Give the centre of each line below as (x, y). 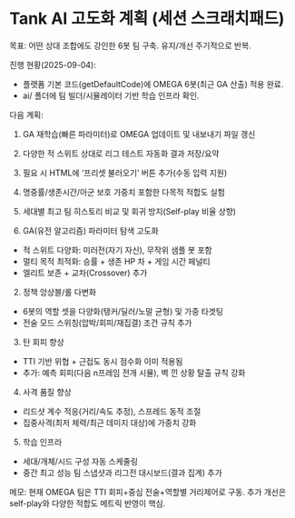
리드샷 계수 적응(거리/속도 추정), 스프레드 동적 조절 (112, 411)
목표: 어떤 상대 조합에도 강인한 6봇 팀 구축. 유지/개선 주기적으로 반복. (130, 45)
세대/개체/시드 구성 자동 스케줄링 (80, 461)
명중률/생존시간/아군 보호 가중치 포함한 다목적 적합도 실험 (123, 192)
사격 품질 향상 (47, 392)
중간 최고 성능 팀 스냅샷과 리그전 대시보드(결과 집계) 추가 (122, 473)
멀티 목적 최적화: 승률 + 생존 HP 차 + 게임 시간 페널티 (116, 261)
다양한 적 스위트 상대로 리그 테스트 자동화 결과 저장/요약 (121, 153)
